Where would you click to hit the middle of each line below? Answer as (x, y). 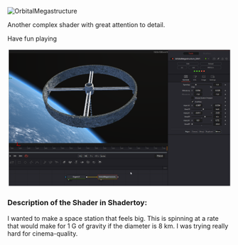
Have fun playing (32, 38)
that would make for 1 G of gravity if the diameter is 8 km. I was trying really (118, 226)
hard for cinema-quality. (43, 233)
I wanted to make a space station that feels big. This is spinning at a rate (113, 218)
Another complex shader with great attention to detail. (86, 25)
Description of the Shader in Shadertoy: (77, 203)
